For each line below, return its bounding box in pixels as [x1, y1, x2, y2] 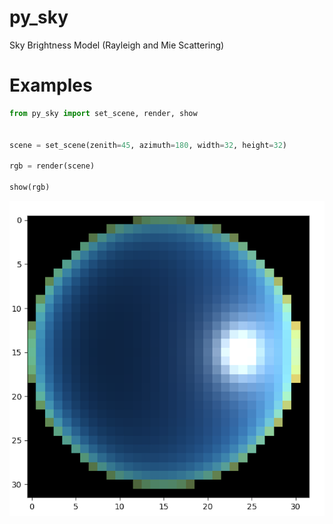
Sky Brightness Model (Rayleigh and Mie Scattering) [9, 39, 225, 51]
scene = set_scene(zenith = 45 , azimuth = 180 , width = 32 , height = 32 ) [9, 140, 287, 150]
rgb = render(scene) [9, 161, 96, 171]
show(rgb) [9, 182, 51, 192]
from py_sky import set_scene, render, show [9, 108, 198, 118]
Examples [9, 74, 93, 97]
